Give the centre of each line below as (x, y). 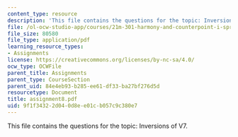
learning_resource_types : (45, 47)
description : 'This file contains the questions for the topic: (104, 20)
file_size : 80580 (33, 34)
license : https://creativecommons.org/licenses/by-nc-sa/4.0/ (101, 60)
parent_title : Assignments (47, 73)
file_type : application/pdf (49, 40)
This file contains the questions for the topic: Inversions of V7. (97, 126)
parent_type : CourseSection (49, 79)
